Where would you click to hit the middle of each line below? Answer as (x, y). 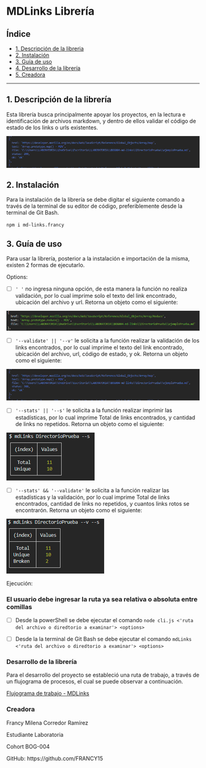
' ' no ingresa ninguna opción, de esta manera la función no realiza (101, 289)
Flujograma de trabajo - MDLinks (48, 693)
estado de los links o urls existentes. (52, 127)
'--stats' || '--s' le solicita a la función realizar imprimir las (94, 410)
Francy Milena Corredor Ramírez (48, 723)
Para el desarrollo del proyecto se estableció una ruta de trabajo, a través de (103, 675)
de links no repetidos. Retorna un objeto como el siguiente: (90, 424)
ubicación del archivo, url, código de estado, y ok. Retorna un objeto (101, 354)
